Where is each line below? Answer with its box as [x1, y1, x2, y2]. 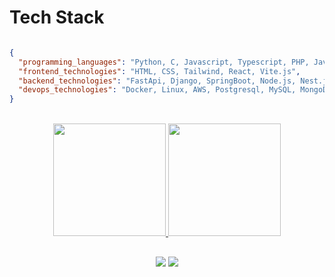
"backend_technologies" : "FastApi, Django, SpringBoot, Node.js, [18, 76, 297, 86]
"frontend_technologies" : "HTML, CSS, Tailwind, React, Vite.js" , [18, 66, 301, 76]
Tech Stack [9, 6, 105, 29]
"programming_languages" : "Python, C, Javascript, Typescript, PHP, [18, 57, 310, 67]
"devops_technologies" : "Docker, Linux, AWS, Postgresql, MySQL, [18, 85, 297, 95]
